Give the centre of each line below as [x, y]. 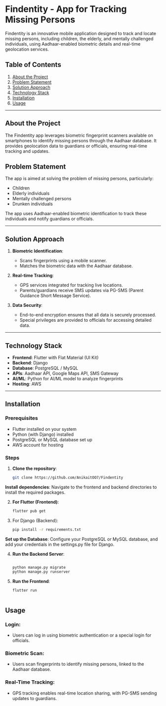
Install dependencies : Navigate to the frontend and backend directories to [81, 487]
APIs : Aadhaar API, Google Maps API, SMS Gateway [65, 373]
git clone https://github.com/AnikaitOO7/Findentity [68, 477]
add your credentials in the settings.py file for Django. [60, 544]
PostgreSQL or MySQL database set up [52, 439]
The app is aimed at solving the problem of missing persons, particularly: [80, 178]
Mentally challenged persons [42, 199]
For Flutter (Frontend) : [36, 502]
